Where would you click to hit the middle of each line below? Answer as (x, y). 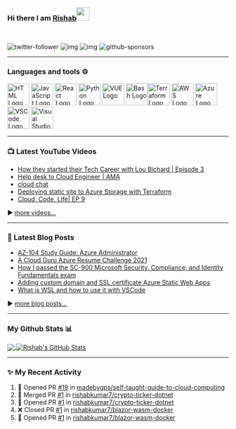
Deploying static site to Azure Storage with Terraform (94, 191)
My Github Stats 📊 (40, 329)
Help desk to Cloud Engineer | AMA (69, 176)
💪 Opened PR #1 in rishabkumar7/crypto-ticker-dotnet (96, 402)
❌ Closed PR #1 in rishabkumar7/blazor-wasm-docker (95, 410)
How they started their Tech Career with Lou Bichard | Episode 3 (111, 169)
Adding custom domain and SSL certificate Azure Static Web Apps (114, 283)
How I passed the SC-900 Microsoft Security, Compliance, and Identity (120, 268)
